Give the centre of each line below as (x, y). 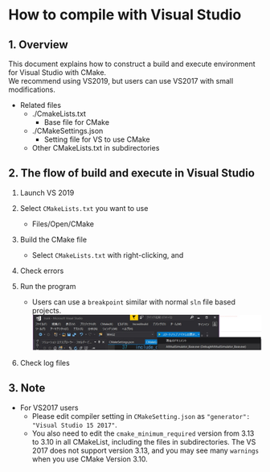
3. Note (27, 388)
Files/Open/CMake (63, 224)
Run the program (48, 286)
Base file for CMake (77, 122)
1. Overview (38, 45)
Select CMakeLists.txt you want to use (84, 208)
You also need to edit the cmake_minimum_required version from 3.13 (143, 433)
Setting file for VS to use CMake (97, 139)
